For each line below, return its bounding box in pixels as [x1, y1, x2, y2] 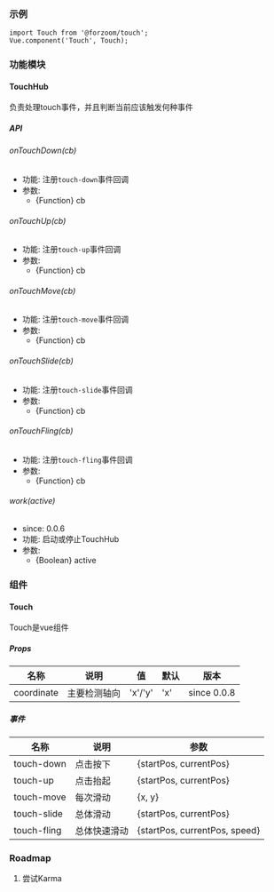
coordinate [13, 687, 59, 699]
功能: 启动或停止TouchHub [21, 534, 120, 545]
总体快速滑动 [74, 824, 129, 837]
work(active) [9, 496, 56, 506]
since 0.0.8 [188, 687, 236, 699]
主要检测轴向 [67, 687, 121, 699]
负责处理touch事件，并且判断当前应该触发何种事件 [9, 102, 193, 113]
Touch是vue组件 [9, 622, 69, 633]
